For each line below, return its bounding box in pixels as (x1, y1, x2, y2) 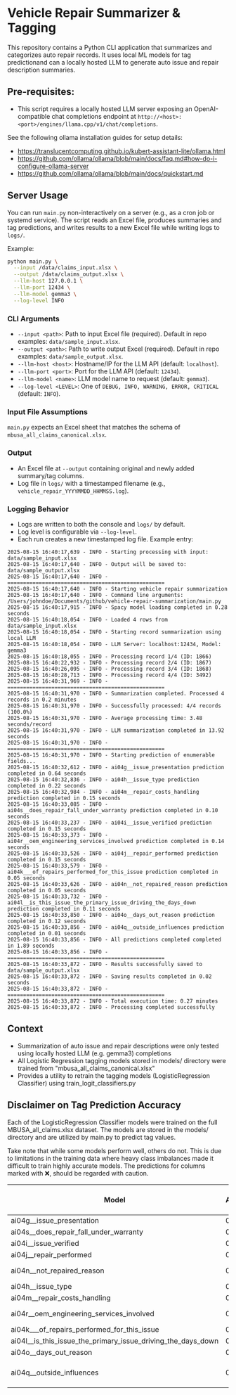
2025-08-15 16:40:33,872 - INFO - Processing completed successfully (7, 1003, 216, 1010)
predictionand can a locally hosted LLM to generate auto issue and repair (7, 58, 219, 66)
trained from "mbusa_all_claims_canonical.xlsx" (17, 1064, 155, 1072)
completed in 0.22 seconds (7, 782, 86, 789)
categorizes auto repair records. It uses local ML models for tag (7, 51, 192, 59)
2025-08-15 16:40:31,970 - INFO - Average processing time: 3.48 (7, 714, 202, 721)
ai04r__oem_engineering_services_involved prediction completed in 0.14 (7, 837, 225, 844)
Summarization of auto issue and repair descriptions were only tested (17, 1041, 219, 1050)
